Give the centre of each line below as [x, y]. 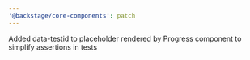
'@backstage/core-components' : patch [72, 16]
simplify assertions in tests [53, 47]
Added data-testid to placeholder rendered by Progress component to [125, 38]
